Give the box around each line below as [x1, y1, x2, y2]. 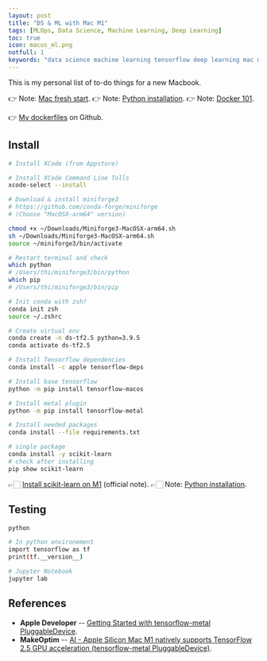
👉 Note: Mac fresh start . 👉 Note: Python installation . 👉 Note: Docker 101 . [8, 93, 254, 103]
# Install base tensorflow [8, 377, 98, 385]
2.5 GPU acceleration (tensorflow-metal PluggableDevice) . [19, 643, 212, 652]
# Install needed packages [8, 421, 98, 429]
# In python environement [8, 538, 94, 547]
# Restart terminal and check [8, 253, 109, 262]
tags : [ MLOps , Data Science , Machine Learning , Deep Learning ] [8, 26, 222, 34]
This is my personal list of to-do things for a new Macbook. [8, 77, 202, 87]
